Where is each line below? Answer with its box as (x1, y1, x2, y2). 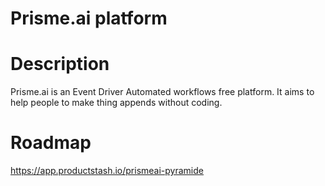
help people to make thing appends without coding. (10, 97, 223, 109)
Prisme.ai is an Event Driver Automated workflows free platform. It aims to (10, 86, 315, 98)
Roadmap (10, 132, 92, 154)
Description (10, 53, 110, 76)
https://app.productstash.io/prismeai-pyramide (10, 165, 204, 177)
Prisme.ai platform (10, 7, 168, 30)
